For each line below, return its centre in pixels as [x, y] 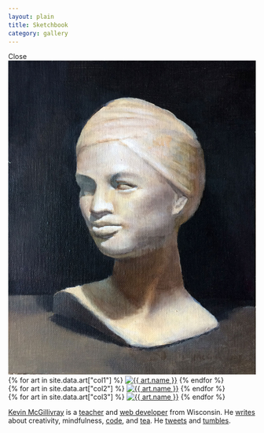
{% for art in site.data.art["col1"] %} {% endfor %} [116, 380]
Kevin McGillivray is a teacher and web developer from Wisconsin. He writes [132, 412]
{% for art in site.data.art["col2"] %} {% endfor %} [117, 388]
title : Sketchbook [38, 25]
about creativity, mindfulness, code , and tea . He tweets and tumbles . [119, 420]
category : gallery [38, 33]
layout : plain [31, 17]
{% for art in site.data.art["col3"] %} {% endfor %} [117, 397]
